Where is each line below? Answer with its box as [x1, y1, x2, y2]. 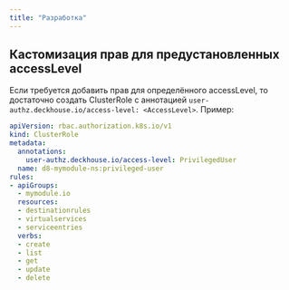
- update [17, 265, 51, 275]
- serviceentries [17, 223, 83, 232]
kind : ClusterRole [9, 130, 79, 140]
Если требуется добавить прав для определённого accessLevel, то [9, 85, 269, 96]
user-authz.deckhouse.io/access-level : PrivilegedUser [25, 155, 237, 164]
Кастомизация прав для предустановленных [9, 47, 280, 63]
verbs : [17, 231, 43, 240]
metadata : [9, 139, 47, 148]
